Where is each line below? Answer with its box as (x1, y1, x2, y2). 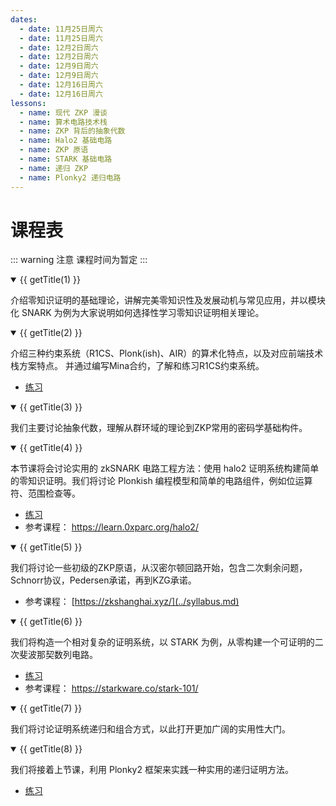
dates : (10, 14, 38, 25)
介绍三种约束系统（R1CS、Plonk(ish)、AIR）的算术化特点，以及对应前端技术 (10, 347, 324, 360)
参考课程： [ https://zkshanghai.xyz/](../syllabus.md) (24, 596, 240, 608)
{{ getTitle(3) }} (19, 401, 83, 413)
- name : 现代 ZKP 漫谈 (19, 107, 108, 118)
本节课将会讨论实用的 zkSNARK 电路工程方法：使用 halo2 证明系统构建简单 (10, 462, 320, 475)
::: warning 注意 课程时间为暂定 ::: (10, 254, 148, 266)
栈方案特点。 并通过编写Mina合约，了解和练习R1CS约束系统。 (10, 360, 265, 372)
